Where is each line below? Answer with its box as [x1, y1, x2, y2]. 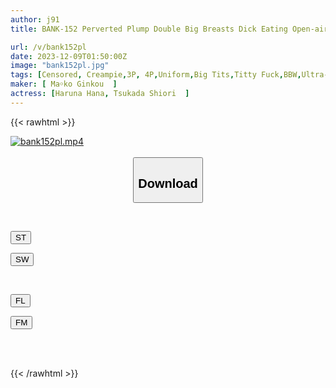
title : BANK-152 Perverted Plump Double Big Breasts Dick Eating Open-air [10, 24, 329, 34]
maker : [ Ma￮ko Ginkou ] [10, 79, 118, 90]
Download [138, 176, 198, 191]
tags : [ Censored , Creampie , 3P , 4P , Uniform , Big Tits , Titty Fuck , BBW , [10, 70, 302, 80]
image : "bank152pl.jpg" [10, 61, 110, 71]
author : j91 [10, 14, 60, 25]
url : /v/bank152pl [10, 42, 87, 52]
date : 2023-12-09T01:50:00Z [10, 51, 128, 61]
